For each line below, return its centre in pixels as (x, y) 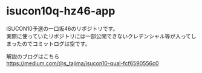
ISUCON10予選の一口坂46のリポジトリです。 (62, 28)
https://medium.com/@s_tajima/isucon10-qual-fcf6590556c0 (83, 63)
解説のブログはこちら (33, 56)
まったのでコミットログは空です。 (48, 43)
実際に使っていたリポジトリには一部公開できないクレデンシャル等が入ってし (101, 36)
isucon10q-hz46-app (61, 11)
